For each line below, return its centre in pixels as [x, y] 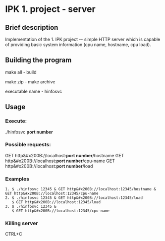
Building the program [38, 60]
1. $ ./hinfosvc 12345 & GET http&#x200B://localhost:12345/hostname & [81, 189]
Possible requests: [28, 145]
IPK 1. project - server [50, 9]
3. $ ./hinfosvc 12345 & [31, 207]
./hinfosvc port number [29, 132]
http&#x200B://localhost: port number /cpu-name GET [60, 161]
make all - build [21, 72]
